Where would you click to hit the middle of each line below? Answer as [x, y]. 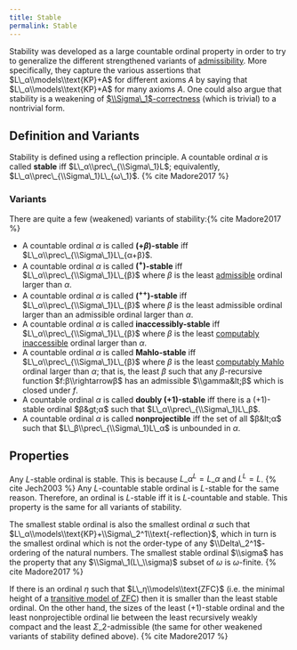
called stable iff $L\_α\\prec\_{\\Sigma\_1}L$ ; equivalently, [115, 167]
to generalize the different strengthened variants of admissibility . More [138, 61]
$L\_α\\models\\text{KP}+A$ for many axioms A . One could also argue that [145, 89]
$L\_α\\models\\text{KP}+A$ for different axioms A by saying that [128, 79]
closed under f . [50, 390]
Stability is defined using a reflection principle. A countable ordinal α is [139, 158]
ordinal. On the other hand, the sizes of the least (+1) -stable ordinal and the [147, 608]
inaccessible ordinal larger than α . [84, 343]
